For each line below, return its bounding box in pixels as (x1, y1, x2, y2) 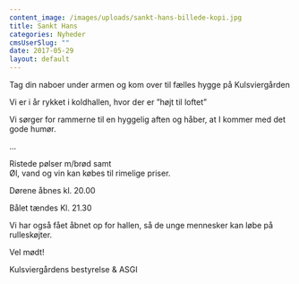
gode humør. (9, 124, 56, 134)
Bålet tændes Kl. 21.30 (9, 202, 92, 213)
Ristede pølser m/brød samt (9, 159, 112, 168)
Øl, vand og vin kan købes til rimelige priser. (9, 168, 171, 178)
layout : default (9, 55, 70, 64)
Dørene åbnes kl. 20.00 (9, 185, 96, 195)
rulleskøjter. (9, 229, 53, 240)
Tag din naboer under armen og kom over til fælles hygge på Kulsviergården (9, 80, 291, 90)
